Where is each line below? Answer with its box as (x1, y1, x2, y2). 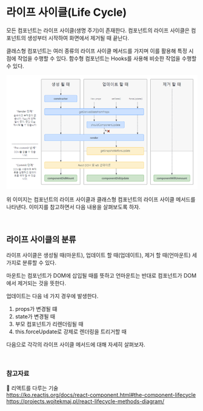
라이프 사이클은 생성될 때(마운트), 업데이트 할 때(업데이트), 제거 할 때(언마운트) (6, 252, 191, 259)
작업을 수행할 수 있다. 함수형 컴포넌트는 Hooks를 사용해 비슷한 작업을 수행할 (17, 55, 197, 62)
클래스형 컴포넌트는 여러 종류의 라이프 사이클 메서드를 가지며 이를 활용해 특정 (6, 47, 188, 55)
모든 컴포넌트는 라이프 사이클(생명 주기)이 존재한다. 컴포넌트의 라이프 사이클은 (6, 27, 190, 34)
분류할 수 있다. (22, 259, 56, 267)
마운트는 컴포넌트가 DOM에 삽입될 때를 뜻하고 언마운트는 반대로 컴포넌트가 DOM (6, 272, 197, 279)
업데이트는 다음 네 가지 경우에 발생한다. (6, 292, 99, 300)
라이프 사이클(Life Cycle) (6, 5, 127, 19)
